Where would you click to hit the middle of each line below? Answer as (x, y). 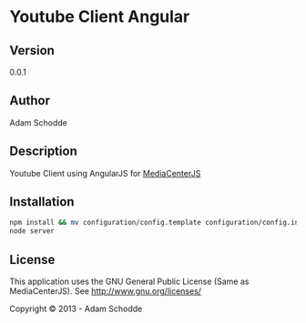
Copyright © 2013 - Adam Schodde (76, 308)
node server (32, 231)
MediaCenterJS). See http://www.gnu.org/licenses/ (106, 291)
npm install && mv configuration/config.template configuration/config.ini (156, 223)
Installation (42, 202)
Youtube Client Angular (100, 17)
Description (43, 151)
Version (32, 50)
